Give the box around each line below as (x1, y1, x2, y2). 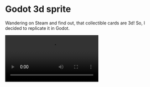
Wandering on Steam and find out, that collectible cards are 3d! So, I (5, 20, 145, 26)
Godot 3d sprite (5, 3, 71, 15)
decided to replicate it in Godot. (5, 25, 70, 31)
